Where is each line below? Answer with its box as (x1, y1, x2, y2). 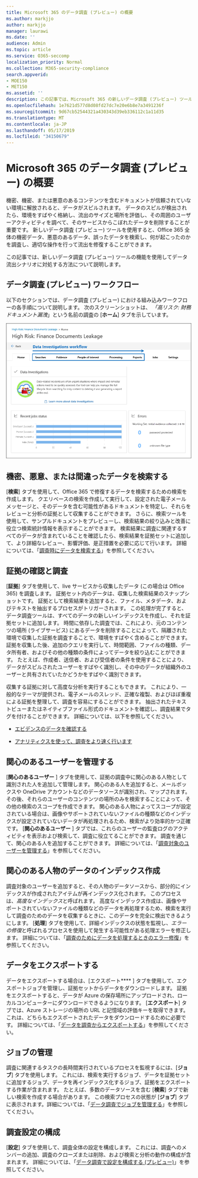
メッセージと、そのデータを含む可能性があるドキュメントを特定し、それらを (6, 503, 192, 510)
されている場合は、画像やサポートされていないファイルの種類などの (6, 810, 171, 817)
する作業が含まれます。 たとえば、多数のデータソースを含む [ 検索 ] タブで (6, 1086, 183, 1093)
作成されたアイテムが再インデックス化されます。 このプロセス (31, 890, 182, 897)
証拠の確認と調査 (6, 565, 68, 576)
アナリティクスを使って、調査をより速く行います (14, 738, 132, 745)
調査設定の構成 (6, 1127, 61, 1137)
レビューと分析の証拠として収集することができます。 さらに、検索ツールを (6, 510, 187, 517)
